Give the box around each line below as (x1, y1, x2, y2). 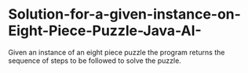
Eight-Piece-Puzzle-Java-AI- (8, 22, 202, 40)
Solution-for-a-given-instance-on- (8, 5, 242, 23)
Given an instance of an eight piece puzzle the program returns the (8, 47, 225, 57)
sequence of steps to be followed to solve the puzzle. (8, 56, 182, 65)
